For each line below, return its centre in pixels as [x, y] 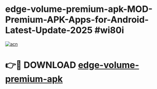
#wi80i [109, 30]
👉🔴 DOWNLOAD [41, 65]
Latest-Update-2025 [49, 30]
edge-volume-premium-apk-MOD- [79, 9]
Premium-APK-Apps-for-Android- [77, 20]
